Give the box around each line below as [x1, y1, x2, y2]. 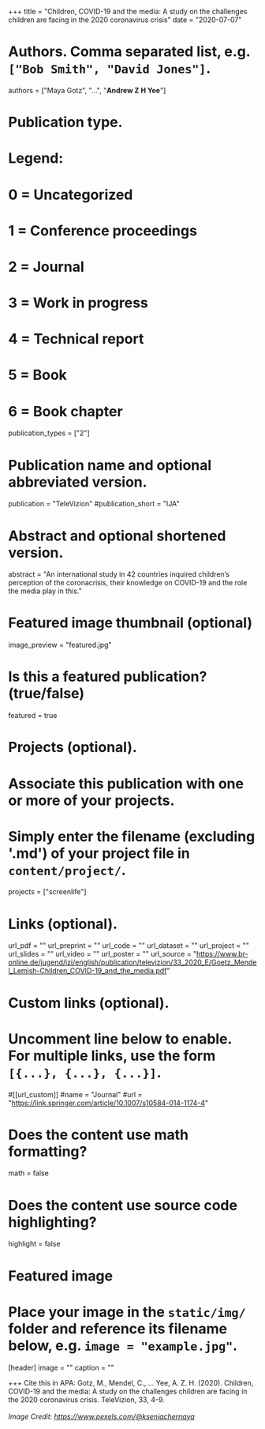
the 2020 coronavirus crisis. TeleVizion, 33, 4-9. [8, 1394, 166, 1405]
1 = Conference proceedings [8, 221, 197, 239]
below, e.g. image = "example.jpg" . [8, 1337, 238, 1354]
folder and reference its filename [8, 1319, 227, 1337]
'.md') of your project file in [8, 844, 191, 862]
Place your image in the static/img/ [8, 1303, 246, 1321]
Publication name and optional [8, 456, 212, 474]
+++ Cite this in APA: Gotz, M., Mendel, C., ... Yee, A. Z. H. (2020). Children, [8, 1378, 254, 1387]
